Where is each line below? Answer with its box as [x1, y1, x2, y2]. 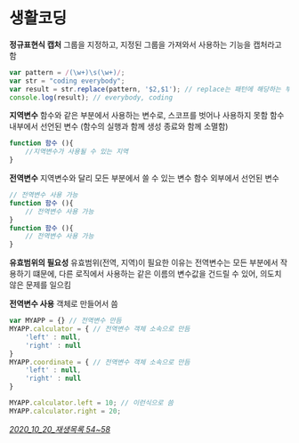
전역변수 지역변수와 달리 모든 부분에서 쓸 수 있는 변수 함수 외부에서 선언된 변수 [9, 173, 280, 183]
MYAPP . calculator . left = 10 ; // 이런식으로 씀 [9, 399, 174, 407]
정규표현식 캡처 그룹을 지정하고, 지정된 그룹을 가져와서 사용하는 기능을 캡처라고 [9, 39, 282, 50]
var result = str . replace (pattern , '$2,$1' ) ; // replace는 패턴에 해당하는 [9, 85, 282, 93]
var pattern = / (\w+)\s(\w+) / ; [9, 68, 125, 77]
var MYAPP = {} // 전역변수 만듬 [9, 317, 122, 326]
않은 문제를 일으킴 [9, 279, 71, 290]
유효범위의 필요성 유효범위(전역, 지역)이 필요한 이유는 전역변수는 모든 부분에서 [9, 257, 279, 268]
